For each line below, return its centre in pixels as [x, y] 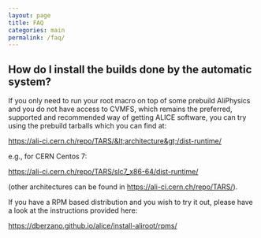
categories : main [37, 30]
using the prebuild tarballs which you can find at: [88, 126]
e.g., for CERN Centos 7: [48, 156]
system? [30, 82]
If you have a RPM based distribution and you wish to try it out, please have [131, 203]
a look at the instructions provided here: [73, 210]
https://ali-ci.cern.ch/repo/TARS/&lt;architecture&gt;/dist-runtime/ [115, 141]
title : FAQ [26, 23]
